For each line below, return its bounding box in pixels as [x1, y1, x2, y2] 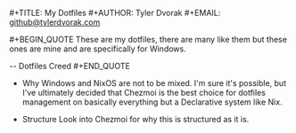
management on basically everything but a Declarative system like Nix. [21, 97, 283, 107]
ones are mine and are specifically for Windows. [9, 43, 186, 54]
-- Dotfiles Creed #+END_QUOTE [9, 61, 131, 71]
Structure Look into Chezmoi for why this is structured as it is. [21, 114, 250, 124]
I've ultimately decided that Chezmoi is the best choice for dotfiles [21, 88, 266, 98]
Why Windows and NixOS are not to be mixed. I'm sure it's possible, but [21, 78, 287, 88]
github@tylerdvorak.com [9, 17, 101, 27]
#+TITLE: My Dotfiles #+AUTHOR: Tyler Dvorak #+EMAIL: [9, 8, 221, 18]
